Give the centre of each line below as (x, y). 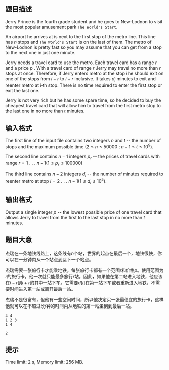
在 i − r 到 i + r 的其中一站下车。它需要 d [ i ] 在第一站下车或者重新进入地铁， (78, 283)
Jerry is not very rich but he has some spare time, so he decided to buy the (83, 100)
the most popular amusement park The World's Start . (61, 27)
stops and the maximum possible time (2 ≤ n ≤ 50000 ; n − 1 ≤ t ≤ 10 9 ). (79, 146)
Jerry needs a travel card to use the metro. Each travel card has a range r (81, 63)
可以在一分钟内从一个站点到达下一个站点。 (49, 259)
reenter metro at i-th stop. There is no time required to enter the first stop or (84, 85)
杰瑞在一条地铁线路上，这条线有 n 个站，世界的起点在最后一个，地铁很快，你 (84, 253)
